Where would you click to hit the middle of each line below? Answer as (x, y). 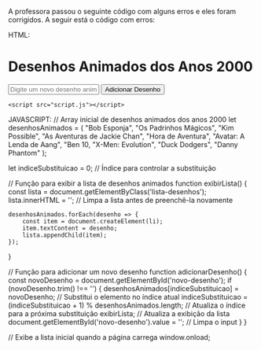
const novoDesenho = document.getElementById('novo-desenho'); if (120, 280)
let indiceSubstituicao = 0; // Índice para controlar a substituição (112, 168)
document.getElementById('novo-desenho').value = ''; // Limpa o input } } (128, 322)
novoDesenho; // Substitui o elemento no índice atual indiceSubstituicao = (128, 297)
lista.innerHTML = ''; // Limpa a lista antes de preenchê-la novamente (121, 200)
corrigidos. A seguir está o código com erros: (82, 20)
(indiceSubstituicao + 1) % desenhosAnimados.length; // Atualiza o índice (127, 305)
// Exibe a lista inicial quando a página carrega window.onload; (109, 337)
